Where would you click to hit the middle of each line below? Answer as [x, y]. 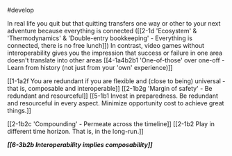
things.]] [19, 111]
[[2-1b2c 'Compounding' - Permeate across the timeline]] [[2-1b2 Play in [111, 124]
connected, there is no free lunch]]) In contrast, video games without [106, 45]
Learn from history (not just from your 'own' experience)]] [90, 68]
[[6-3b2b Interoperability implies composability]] [80, 145]
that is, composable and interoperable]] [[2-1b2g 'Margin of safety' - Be [110, 88]
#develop [21, 10]
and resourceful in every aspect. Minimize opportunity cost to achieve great [116, 103]
